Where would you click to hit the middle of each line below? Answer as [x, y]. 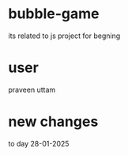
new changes [53, 122]
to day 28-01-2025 [39, 143]
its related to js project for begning [64, 36]
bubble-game [54, 14]
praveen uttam [32, 89]
